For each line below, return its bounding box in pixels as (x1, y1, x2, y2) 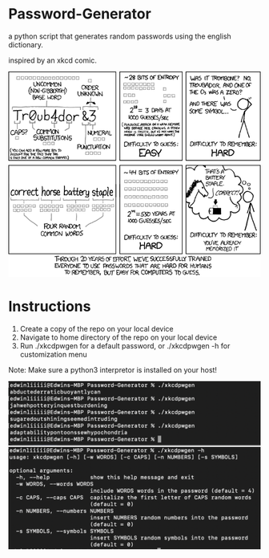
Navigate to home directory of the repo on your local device (19, 332, 218, 342)
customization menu (19, 350, 88, 360)
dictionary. (8, 39, 44, 49)
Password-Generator (8, 5, 152, 23)
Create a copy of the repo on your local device (19, 324, 174, 334)
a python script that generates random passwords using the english (8, 31, 232, 41)
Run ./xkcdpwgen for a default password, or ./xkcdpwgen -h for (19, 341, 231, 351)
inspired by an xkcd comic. (8, 55, 98, 65)
